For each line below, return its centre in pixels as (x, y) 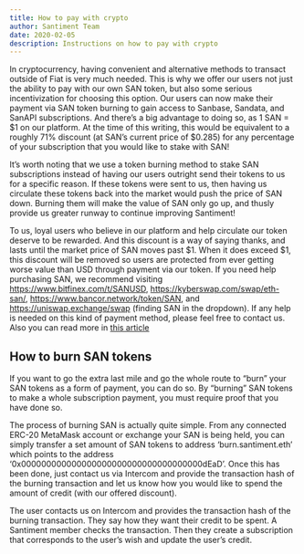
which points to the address (62, 455)
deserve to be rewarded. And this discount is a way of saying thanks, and (147, 240)
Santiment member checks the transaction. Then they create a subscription (152, 530)
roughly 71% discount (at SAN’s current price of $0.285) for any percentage (152, 137)
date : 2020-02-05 (42, 35)
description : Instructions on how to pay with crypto (114, 43)
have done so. (36, 408)
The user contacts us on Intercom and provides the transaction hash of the (150, 511)
